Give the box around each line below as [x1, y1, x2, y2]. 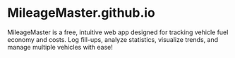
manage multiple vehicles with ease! [7, 43, 113, 51]
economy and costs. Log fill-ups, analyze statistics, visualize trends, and [7, 35, 219, 43]
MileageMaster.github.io [7, 5, 155, 21]
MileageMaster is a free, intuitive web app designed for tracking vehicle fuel [7, 28, 229, 36]
